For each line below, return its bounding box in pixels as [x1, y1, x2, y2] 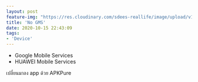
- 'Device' [6, 36, 33, 42]
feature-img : [6, 14, 38, 20]
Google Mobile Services [14, 52, 74, 59]
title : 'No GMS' [6, 19, 46, 25]
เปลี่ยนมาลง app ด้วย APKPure [6, 70, 72, 76]
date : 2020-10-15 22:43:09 [6, 25, 72, 31]
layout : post [6, 8, 38, 15]
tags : [6, 30, 19, 36]
